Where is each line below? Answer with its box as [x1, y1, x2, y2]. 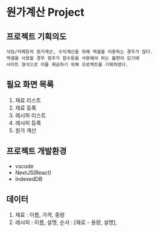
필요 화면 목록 [6, 80, 54, 90]
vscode [14, 162, 34, 169]
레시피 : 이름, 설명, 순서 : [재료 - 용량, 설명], [14, 219, 118, 226]
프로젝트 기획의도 [6, 31, 67, 42]
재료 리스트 [14, 96, 42, 104]
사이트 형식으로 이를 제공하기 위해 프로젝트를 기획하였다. [6, 61, 128, 67]
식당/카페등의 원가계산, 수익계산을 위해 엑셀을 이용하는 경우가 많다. [6, 49, 153, 55]
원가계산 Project [6, 5, 84, 19]
